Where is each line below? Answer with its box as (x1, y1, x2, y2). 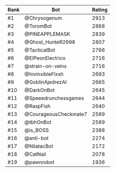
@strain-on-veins (24, 63, 67, 69)
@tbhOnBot (24, 119, 52, 125)
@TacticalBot (24, 47, 56, 53)
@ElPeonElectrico (24, 55, 66, 61)
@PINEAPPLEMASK (24, 31, 70, 37)
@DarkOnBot (24, 87, 55, 93)
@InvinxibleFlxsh (24, 71, 64, 77)
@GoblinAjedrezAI (24, 79, 67, 85)
